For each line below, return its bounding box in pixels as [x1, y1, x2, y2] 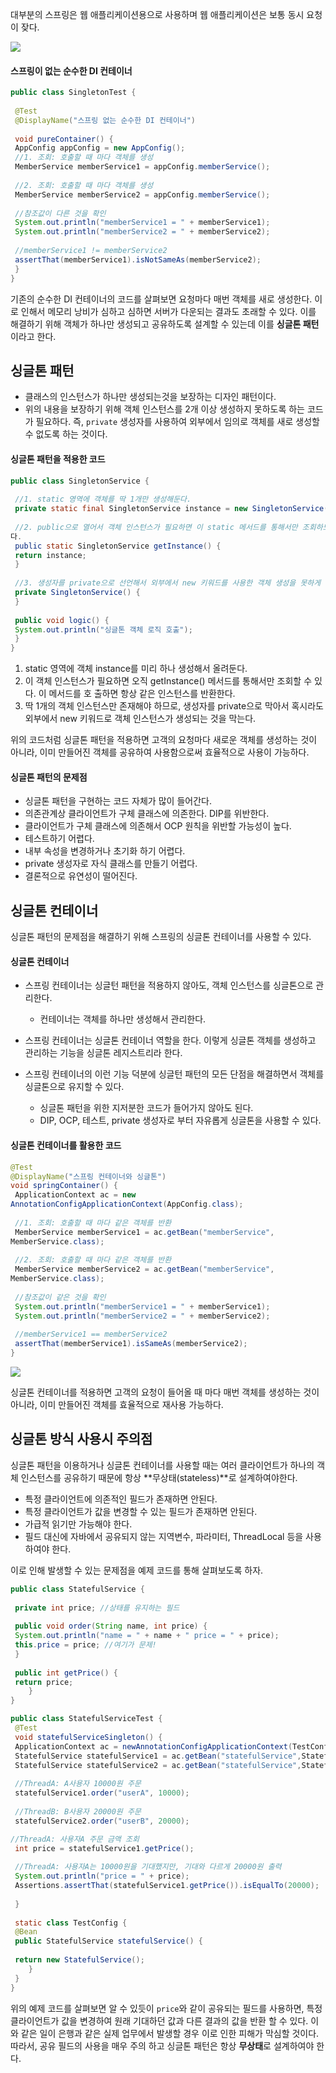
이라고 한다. [10, 330, 57, 342]
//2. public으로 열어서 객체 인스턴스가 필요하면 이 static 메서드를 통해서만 [14, 522, 298, 532]
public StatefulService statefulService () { [14, 1936, 203, 1947]
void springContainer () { [10, 1181, 118, 1191]
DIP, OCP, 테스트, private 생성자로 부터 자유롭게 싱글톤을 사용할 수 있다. [39, 1114, 322, 1127]
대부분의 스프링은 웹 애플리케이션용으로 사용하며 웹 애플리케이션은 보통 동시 [10, 9, 305, 20]
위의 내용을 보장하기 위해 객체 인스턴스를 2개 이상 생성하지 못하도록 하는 [24, 403, 305, 415]
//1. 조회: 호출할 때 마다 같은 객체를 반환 [14, 1218, 172, 1228]
